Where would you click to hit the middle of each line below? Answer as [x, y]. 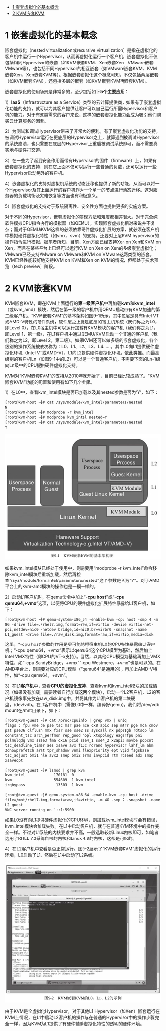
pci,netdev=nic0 [22, 630]
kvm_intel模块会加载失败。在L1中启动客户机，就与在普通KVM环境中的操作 [80, 826]
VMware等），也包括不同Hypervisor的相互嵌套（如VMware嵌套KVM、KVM [81, 68]
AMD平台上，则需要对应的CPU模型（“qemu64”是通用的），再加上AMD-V [79, 669]
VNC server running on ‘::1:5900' [41, 810]
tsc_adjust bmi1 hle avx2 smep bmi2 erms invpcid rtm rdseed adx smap [79, 756]
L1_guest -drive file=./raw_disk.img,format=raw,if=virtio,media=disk [79, 635]
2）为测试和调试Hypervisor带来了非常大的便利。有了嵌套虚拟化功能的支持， [83, 131]
